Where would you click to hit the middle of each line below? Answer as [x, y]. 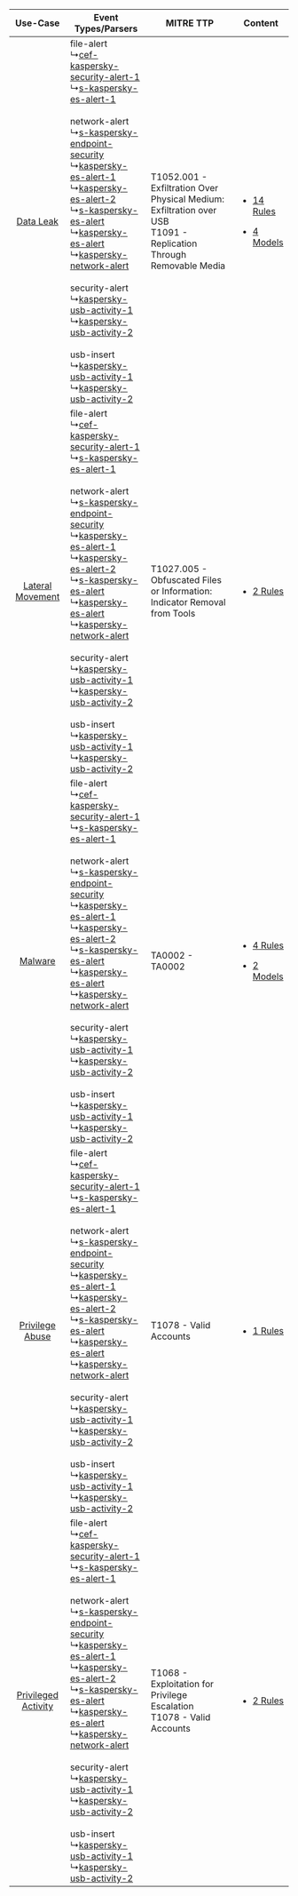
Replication [174, 243]
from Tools [173, 613]
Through [169, 255]
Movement [37, 597]
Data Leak [38, 221]
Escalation [172, 1706]
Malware [37, 961]
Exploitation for [182, 1684]
